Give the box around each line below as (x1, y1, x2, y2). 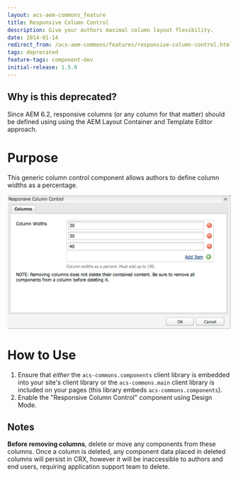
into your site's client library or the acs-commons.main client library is (17, 378, 215, 387)
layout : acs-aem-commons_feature (7, 11, 106, 18)
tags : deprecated (7, 49, 59, 56)
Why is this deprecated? (7, 91, 118, 103)
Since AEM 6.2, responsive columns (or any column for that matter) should (7, 110, 225, 118)
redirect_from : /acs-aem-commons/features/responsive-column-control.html (7, 41, 233, 49)
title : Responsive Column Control (7, 18, 110, 26)
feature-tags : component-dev (7, 57, 93, 64)
